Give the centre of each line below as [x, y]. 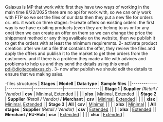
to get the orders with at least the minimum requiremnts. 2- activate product [81, 43]
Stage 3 [56, 104]
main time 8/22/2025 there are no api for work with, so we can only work [78, 12]
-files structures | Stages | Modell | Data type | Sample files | [67, 84]
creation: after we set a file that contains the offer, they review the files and [80, 48]
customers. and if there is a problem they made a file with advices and [75, 59]
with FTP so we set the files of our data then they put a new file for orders [79, 17]
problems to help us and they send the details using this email [67, 64]
